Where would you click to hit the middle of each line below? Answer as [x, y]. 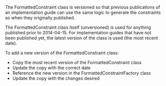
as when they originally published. [40, 18]
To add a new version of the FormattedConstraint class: [62, 53]
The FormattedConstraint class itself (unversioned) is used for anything [78, 27]
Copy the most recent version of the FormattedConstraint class [77, 62]
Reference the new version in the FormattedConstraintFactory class [82, 73]
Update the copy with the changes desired [56, 78]
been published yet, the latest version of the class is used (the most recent [82, 38]
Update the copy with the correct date [51, 68]
